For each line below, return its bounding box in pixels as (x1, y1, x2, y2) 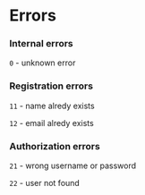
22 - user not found (9, 178, 81, 189)
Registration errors (9, 80, 94, 92)
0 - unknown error (9, 57, 76, 68)
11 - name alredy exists (9, 100, 96, 111)
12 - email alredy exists (9, 117, 94, 128)
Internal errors (9, 38, 73, 50)
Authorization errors (9, 140, 100, 152)
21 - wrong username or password (9, 160, 137, 171)
